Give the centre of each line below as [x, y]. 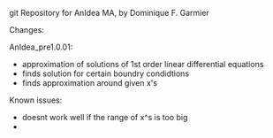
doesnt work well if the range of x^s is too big [105, 117]
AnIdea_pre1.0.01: [41, 47]
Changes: [27, 30]
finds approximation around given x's [89, 83]
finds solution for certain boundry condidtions [106, 73]
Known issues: [36, 100]
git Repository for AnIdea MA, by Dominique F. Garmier [109, 13]
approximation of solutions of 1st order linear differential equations [143, 64]
